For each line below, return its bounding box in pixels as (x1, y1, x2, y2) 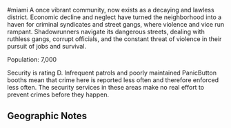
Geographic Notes (7, 110, 88, 122)
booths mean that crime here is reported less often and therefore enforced (7, 76, 219, 84)
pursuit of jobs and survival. (7, 42, 87, 50)
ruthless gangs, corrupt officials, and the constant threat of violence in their (7, 35, 222, 43)
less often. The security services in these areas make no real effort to (7, 84, 205, 91)
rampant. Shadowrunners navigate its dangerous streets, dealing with (7, 27, 205, 36)
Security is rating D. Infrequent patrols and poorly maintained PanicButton (7, 68, 217, 77)
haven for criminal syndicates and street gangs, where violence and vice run (7, 21, 225, 28)
